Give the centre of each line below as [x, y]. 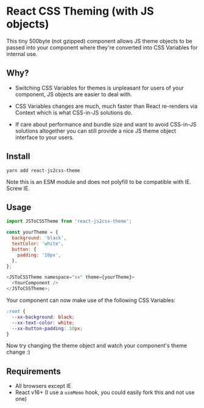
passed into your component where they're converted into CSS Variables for [102, 47]
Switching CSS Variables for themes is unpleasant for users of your [100, 88]
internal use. [22, 54]
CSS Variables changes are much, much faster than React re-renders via [106, 106]
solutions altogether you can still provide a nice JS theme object [96, 131]
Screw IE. [18, 188]
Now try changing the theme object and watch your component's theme [97, 346]
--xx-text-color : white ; [43, 323]
